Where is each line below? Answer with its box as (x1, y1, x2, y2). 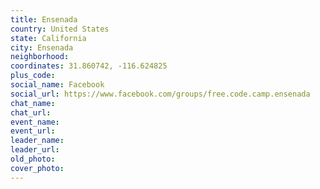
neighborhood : (10, 52, 70, 62)
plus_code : (10, 71, 56, 81)
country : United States (10, 24, 110, 34)
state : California (10, 33, 87, 43)
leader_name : (10, 136, 65, 146)
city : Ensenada (10, 42, 74, 53)
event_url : (10, 126, 56, 136)
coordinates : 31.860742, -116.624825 (10, 61, 168, 71)
